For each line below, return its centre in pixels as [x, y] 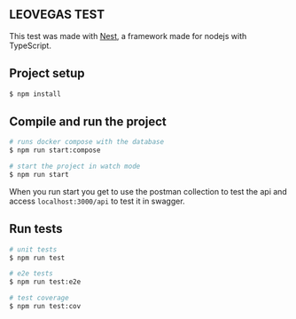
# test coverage [39, 298]
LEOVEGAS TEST [57, 15]
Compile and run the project [88, 121]
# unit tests [33, 249]
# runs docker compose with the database [87, 142]
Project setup [47, 73]
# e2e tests [31, 274]
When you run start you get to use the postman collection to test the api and [148, 191]
